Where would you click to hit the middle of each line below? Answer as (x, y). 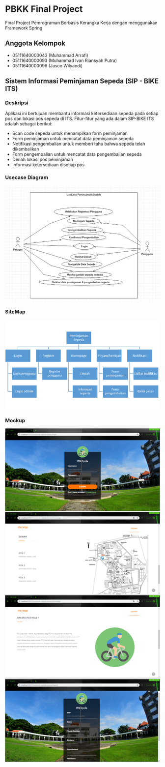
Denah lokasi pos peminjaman (43, 160)
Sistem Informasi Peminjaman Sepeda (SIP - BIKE (82, 81)
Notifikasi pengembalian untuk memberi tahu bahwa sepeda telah (79, 144)
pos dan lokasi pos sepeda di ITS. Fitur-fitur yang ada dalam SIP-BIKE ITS (80, 118)
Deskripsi (17, 103)
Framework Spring (24, 28)
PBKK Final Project (44, 9)
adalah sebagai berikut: (29, 124)
